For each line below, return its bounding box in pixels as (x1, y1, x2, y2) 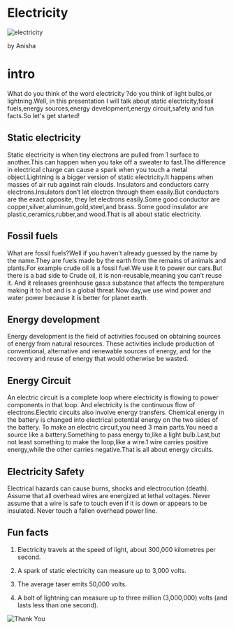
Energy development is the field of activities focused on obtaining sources (7, 332, 221, 341)
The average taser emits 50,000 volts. (17, 579, 127, 588)
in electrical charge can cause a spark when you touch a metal (7, 165, 188, 174)
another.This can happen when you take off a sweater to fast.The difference (7, 157, 226, 166)
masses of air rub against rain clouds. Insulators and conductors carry (7, 180, 210, 188)
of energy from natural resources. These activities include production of (7, 339, 215, 348)
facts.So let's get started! (7, 111, 80, 120)
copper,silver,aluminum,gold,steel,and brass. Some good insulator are (7, 202, 208, 211)
